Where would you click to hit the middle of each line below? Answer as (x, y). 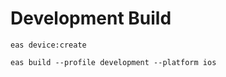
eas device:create (48, 45)
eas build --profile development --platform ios (113, 62)
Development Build (91, 18)
